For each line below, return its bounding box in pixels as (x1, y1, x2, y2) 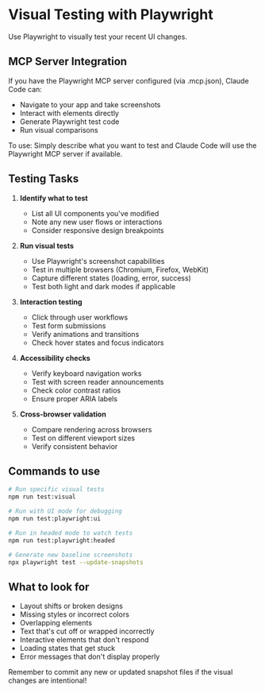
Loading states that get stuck (19, 644, 116, 653)
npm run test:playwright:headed (8, 536, 115, 544)
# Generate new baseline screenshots (8, 551, 133, 559)
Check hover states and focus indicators (31, 338, 164, 347)
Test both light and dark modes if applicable (31, 281, 176, 291)
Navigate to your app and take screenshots (19, 99, 161, 109)
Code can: (8, 84, 42, 94)
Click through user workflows (31, 312, 129, 322)
